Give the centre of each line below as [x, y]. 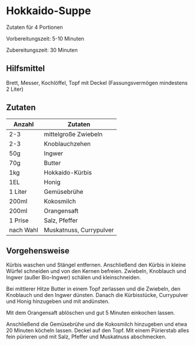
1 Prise [19, 220]
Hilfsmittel [26, 69]
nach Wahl [24, 230]
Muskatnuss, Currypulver [79, 230]
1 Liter [18, 192]
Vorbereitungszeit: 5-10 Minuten [45, 38]
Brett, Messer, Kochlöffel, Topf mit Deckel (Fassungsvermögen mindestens [97, 83]
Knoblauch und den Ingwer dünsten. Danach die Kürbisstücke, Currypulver [97, 295]
